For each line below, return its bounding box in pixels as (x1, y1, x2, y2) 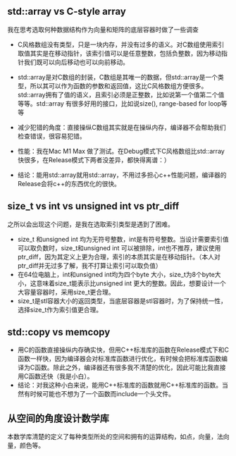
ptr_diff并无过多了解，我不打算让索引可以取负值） (17, 261, 162, 270)
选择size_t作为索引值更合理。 (17, 305, 103, 314)
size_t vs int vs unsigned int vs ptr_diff (7, 200, 180, 212)
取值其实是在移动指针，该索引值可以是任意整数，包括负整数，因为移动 (17, 49, 222, 57)
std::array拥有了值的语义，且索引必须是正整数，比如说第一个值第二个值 (17, 90, 225, 99)
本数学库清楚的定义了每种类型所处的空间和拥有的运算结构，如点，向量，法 (7, 433, 223, 441)
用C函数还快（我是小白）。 (17, 372, 94, 381)
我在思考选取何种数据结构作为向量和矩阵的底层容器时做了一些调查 (7, 25, 199, 34)
